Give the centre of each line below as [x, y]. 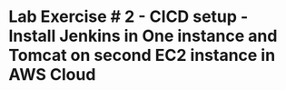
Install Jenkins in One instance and [143, 36]
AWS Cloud [52, 75]
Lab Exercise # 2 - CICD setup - [128, 17]
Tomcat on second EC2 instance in [142, 55]
